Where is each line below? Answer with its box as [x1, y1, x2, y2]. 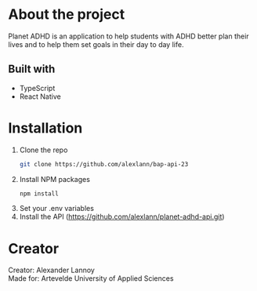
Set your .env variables [19, 204, 94, 213]
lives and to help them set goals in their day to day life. [8, 39, 184, 49]
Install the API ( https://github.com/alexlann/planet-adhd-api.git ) [19, 212, 225, 221]
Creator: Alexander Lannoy [8, 265, 96, 275]
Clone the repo [19, 145, 68, 155]
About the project [8, 5, 125, 24]
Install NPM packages [19, 174, 90, 184]
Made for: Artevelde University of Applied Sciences [8, 274, 174, 283]
